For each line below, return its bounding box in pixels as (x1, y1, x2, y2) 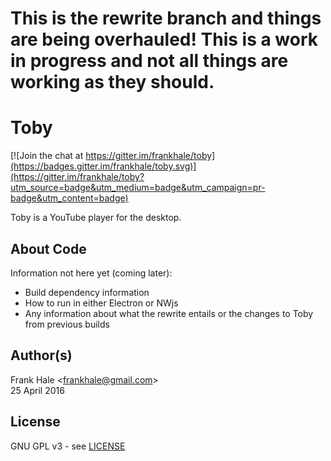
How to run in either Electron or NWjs (24, 297, 179, 309)
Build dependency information (24, 286, 150, 298)
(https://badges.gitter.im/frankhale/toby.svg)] (10, 160, 197, 172)
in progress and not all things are (10, 50, 289, 72)
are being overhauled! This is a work (10, 28, 319, 51)
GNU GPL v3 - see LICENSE (10, 440, 126, 452)
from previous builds (24, 318, 110, 330)
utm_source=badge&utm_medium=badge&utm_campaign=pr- (10, 182, 266, 194)
